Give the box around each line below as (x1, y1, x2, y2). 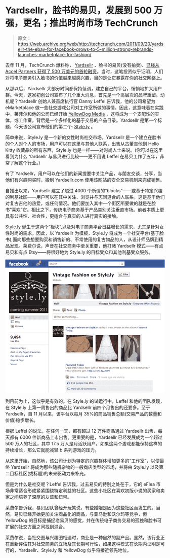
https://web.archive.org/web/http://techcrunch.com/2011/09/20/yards (17, 41, 163, 47)
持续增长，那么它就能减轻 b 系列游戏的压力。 (5, 447, 100, 453)
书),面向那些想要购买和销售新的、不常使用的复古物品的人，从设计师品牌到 (5, 236, 159, 242)
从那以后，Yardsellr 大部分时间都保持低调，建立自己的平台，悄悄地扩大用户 (5, 85, 162, 91)
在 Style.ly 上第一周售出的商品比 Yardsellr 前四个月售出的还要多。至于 (5, 404, 151, 411)
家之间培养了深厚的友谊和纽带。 (5, 494, 72, 500)
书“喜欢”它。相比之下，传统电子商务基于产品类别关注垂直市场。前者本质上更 (5, 206, 164, 213)
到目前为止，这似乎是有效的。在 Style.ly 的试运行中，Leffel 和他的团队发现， (5, 398, 165, 404)
